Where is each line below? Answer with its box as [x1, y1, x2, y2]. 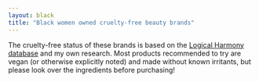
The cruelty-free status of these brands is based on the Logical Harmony [8, 40, 245, 49]
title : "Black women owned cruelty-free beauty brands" [8, 19, 195, 27]
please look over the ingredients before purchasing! [8, 65, 175, 74]
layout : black [8, 11, 55, 20]
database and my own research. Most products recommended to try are [8, 48, 242, 58]
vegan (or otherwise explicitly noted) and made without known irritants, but [8, 56, 251, 66]
